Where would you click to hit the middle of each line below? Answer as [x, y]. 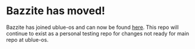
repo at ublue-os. [27, 40]
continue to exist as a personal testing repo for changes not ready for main [97, 33]
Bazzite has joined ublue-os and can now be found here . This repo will [92, 27]
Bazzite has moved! [56, 11]
